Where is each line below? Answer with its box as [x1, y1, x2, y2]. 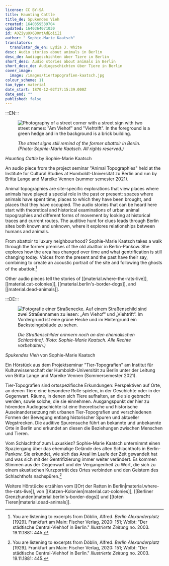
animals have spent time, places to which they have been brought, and [5, 196, 152, 202]
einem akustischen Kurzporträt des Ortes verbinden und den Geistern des [5, 467, 158, 473]
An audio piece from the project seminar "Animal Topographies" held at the [5, 165, 161, 171]
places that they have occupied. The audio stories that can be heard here [5, 202, 157, 208]
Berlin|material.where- [113, 483, 159, 489]
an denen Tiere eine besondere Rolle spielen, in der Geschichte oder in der [5, 387, 161, 393]
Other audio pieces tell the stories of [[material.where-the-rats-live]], [5, 275, 148, 281]
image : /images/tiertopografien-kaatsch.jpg [10, 73, 105, 78]
